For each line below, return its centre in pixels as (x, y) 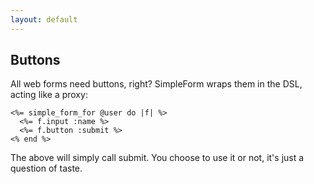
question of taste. (46, 168)
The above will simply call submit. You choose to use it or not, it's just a (157, 158)
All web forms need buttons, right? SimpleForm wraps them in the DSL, (156, 84)
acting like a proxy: (49, 95)
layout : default (44, 19)
